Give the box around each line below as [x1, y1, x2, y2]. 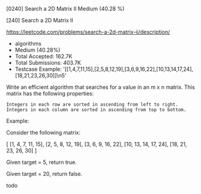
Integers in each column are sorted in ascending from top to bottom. [6, 107, 187, 113]
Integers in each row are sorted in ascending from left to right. [6, 102, 179, 108]
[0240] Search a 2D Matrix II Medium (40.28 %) [6, 5, 125, 12]
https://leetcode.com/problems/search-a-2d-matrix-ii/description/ [6, 28, 170, 35]
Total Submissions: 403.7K [14, 59, 82, 66]
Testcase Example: [14, 65, 62, 73]
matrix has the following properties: [6, 90, 94, 97]
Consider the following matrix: [6, 129, 81, 136]
